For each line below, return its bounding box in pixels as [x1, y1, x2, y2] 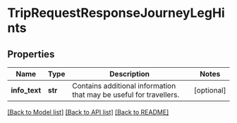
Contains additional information [71, 81, 176, 90]
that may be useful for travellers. [71, 90, 180, 100]
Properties [7, 48, 55, 60]
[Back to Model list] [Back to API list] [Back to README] [7, 108, 169, 116]
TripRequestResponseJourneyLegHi [7, 5, 226, 21]
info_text [11, 86, 42, 95]
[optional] [193, 86, 226, 95]
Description [109, 69, 150, 78]
